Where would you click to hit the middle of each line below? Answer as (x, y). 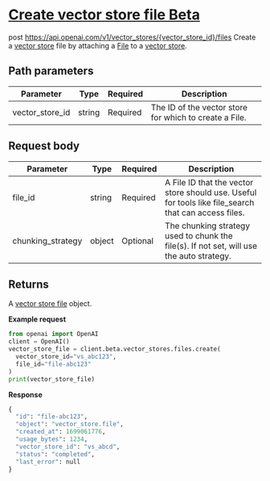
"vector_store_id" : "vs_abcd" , (68, 446)
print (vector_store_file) (51, 379)
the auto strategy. (198, 255)
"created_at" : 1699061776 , (61, 432)
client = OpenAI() (39, 342)
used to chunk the (198, 235)
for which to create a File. (198, 117)
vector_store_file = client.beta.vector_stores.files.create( (115, 349)
